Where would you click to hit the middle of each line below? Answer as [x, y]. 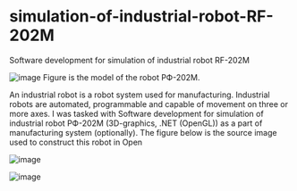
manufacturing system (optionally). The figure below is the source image [143, 132]
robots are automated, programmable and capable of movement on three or [149, 104]
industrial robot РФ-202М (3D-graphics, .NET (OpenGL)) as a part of [136, 123]
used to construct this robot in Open [76, 142]
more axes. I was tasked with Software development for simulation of [136, 113]
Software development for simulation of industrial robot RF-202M [130, 60]
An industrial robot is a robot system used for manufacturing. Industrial [140, 95]
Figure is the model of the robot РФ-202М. [122, 77]
